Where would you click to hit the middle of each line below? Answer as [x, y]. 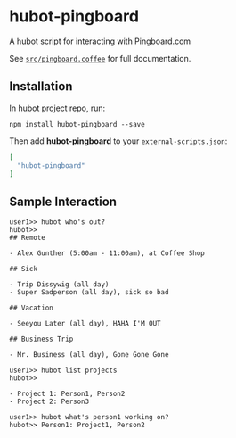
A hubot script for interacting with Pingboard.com [100, 41]
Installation [41, 87]
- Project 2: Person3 [49, 402]
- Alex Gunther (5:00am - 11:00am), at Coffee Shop [107, 253]
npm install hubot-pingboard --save [77, 124]
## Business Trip [41, 339]
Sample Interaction [63, 201]
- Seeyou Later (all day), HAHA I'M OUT [85, 324]
